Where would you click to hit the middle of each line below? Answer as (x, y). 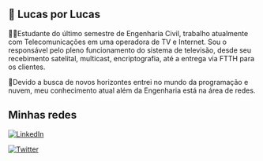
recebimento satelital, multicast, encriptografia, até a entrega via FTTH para (131, 58)
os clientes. (27, 67)
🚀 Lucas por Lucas (54, 15)
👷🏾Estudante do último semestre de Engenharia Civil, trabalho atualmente (128, 33)
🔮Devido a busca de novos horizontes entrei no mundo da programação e (128, 82)
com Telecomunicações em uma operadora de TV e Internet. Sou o (118, 42)
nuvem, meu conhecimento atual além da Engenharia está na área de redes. (132, 90)
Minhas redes (43, 115)
